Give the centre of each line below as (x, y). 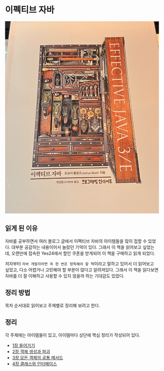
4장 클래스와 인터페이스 (34, 364)
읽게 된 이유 (21, 228)
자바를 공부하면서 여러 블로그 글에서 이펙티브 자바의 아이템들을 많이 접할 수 (76, 241)
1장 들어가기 (23, 345)
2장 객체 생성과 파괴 (31, 351)
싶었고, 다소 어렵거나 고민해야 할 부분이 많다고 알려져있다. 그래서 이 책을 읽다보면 (82, 269)
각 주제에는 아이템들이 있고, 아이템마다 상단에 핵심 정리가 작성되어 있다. (73, 335)
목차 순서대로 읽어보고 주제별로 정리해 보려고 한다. (53, 305)
